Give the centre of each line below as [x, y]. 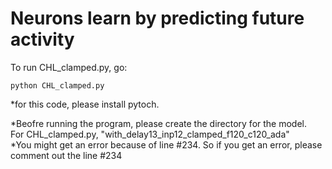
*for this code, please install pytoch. [85, 104]
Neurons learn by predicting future [157, 18]
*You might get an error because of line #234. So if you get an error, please [166, 144]
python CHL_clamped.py [57, 85]
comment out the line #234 [66, 155]
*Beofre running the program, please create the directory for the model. [159, 123]
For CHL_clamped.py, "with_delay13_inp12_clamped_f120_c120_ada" [150, 134]
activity [42, 39]
